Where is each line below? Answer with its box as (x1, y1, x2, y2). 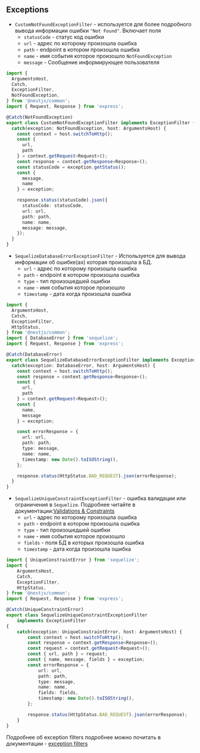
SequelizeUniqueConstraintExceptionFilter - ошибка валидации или (14, 495, 186, 502)
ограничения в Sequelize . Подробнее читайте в (14, 501, 136, 508)
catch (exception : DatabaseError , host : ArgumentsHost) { (11, 362, 156, 369)
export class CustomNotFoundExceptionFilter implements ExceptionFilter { (6, 119, 196, 126)
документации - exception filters (6, 740, 88, 747)
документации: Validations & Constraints (14, 507, 115, 515)
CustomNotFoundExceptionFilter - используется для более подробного (14, 20, 192, 27)
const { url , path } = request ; (27, 651, 108, 657)
